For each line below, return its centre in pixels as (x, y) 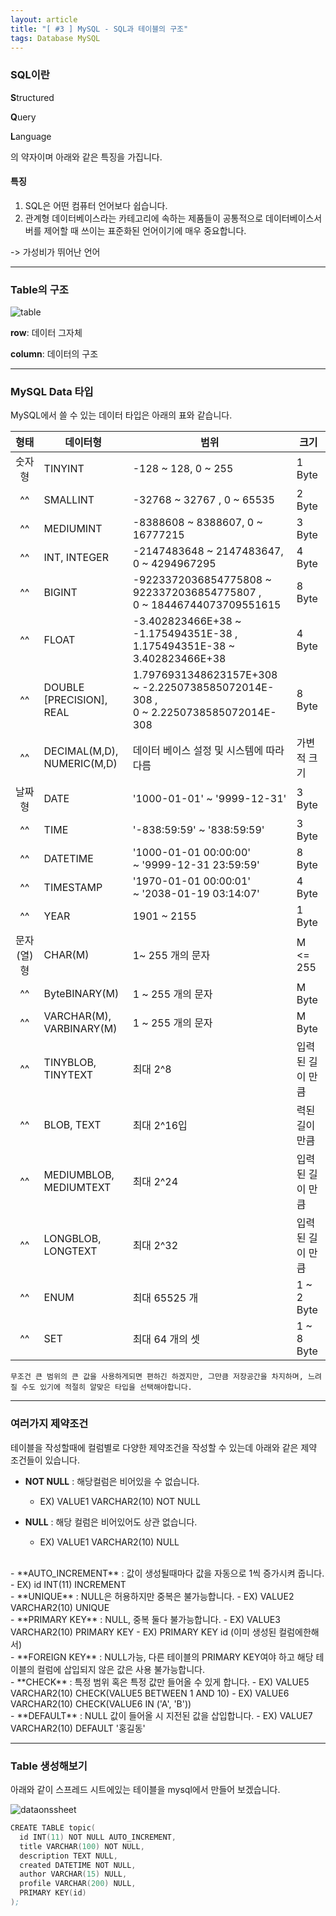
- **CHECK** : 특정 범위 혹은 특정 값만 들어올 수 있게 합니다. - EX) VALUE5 (160, 1682)
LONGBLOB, (72, 1239)
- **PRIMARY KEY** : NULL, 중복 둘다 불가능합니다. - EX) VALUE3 (145, 1619)
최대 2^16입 (160, 1126)
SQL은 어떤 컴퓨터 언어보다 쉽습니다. (96, 205)
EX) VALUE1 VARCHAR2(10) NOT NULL (120, 1501)
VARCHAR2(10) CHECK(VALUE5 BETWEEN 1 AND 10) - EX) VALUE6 (150, 1693)
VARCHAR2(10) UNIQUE (60, 1607)
